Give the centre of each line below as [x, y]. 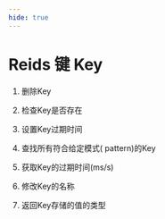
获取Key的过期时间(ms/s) [67, 167]
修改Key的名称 [48, 186]
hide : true [29, 17]
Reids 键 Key [56, 64]
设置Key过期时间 [52, 129]
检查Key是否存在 [52, 110]
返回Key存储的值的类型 [63, 205]
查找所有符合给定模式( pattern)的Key [89, 147]
